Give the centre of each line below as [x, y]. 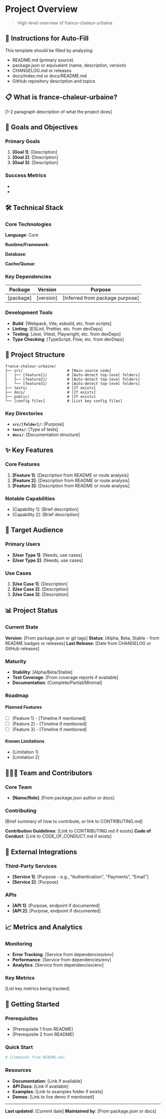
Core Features [22, 464]
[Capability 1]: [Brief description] [45, 509]
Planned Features [23, 707]
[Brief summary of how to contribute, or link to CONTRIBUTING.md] [74, 821]
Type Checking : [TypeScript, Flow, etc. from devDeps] [68, 339]
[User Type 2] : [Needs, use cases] [47, 560]
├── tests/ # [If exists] [51, 388]
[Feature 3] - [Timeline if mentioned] [49, 730]
